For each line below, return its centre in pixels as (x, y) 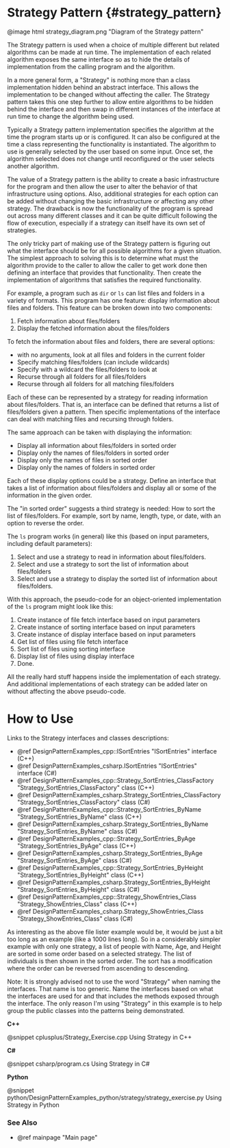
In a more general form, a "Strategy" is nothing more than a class (99, 79)
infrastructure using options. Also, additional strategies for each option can (113, 194)
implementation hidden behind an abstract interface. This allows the (103, 87)
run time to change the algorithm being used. (71, 116)
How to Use (40, 719)
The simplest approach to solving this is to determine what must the (103, 258)
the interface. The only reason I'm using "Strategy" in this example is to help (115, 1003)
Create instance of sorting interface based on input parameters (106, 627)
